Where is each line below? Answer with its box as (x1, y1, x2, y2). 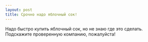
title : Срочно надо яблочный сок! (5, 12, 78, 17)
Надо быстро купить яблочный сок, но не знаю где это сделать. (5, 25, 143, 31)
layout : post (5, 7, 33, 12)
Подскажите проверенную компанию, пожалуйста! (5, 31, 116, 37)
